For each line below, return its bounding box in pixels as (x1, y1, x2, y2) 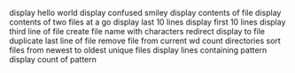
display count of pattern (9, 55, 97, 64)
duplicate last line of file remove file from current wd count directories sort (9, 35, 281, 46)
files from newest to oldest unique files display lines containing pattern (9, 45, 268, 55)
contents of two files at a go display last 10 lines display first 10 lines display (9, 17, 286, 27)
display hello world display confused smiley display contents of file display (9, 8, 282, 18)
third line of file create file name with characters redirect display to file (9, 26, 266, 36)
